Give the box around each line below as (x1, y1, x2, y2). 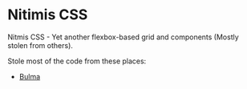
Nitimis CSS (7, 6, 88, 24)
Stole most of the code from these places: (7, 56, 147, 66)
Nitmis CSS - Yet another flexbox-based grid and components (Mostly (7, 32, 240, 42)
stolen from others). (7, 40, 74, 50)
